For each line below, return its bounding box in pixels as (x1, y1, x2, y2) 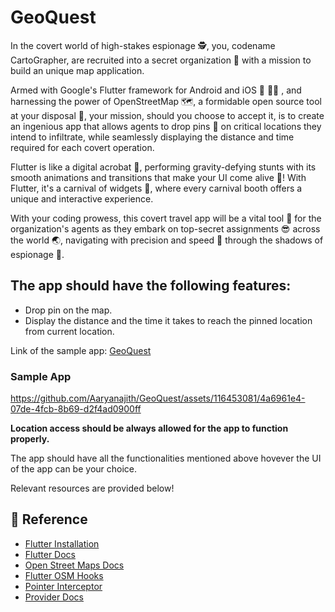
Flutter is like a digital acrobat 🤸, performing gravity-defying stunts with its (10, 161, 317, 173)
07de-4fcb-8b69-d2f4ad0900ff (10, 403, 142, 415)
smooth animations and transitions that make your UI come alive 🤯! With (10, 171, 307, 183)
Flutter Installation (24, 537, 100, 550)
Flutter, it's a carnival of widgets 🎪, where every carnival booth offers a (10, 182, 303, 194)
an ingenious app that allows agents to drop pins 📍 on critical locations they (10, 120, 322, 132)
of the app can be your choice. (10, 463, 138, 475)
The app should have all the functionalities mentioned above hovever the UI (10, 452, 322, 465)
